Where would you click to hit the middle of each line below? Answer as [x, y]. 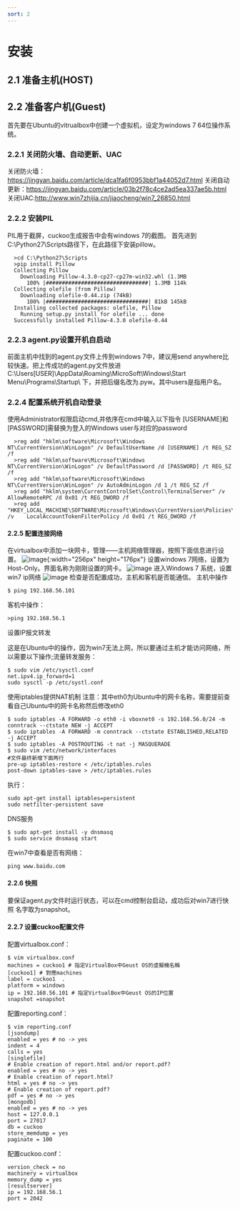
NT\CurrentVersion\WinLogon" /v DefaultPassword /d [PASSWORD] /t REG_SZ [120, 467]
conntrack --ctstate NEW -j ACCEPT [60, 726]
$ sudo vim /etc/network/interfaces [62, 751]
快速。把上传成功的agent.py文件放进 [67, 365]
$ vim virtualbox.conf [41, 957]
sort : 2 [19, 14]
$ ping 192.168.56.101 [41, 591]
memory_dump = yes [35, 1180]
